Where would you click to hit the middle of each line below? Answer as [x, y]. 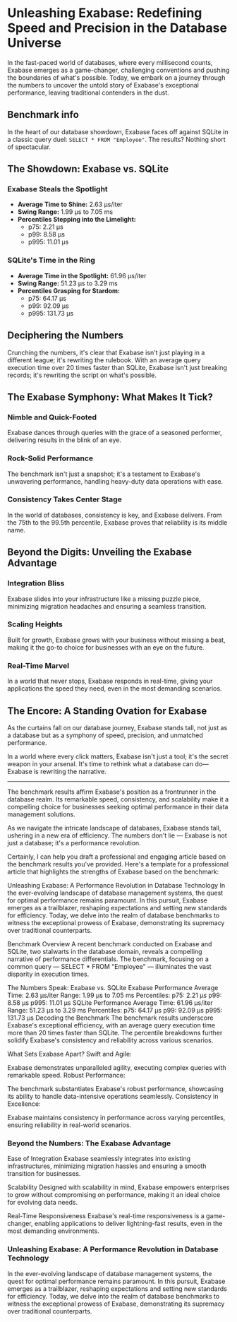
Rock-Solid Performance [50, 458]
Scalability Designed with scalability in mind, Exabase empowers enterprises [119, 1187]
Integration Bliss [36, 583]
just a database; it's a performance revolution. [74, 842]
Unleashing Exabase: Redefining [105, 13]
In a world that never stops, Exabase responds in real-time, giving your [110, 681]
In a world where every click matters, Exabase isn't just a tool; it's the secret [118, 756]
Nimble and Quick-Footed [52, 417]
